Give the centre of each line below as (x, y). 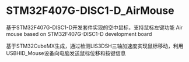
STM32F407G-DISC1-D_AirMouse (90, 11)
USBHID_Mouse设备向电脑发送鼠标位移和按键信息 (66, 53)
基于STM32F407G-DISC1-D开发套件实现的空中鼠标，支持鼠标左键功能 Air (94, 27)
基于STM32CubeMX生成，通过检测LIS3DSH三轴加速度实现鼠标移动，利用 (95, 46)
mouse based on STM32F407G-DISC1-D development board (79, 34)
